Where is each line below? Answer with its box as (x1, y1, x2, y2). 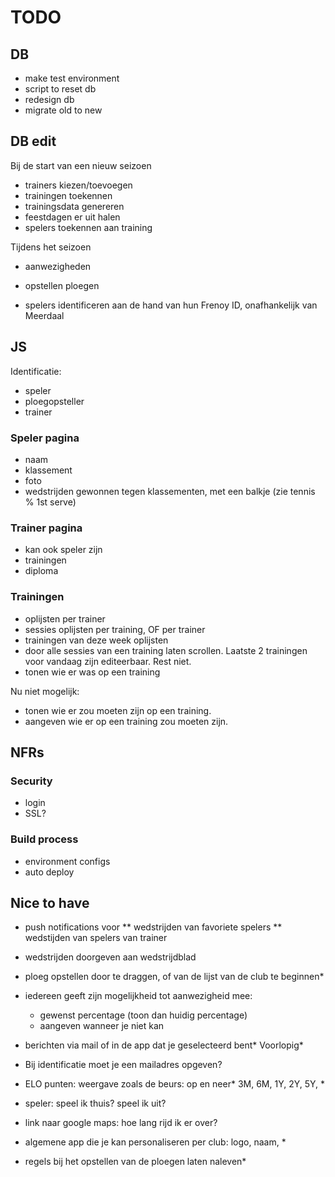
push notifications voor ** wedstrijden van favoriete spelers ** (24, 921, 283, 933)
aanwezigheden (24, 260, 92, 272)
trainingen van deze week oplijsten (24, 634, 169, 646)
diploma (24, 565, 59, 577)
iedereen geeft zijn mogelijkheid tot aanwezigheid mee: (24, 990, 253, 1002)
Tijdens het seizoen (10, 241, 92, 253)
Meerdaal (24, 309, 65, 321)
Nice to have (10, 894, 90, 911)
